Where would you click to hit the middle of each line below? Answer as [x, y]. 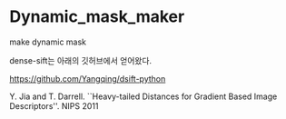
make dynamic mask [48, 42]
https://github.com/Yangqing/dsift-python [88, 78]
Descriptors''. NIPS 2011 [54, 105]
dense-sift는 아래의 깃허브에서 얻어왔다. [81, 60]
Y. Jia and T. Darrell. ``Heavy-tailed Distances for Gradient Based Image [143, 96]
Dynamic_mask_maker [97, 17]
